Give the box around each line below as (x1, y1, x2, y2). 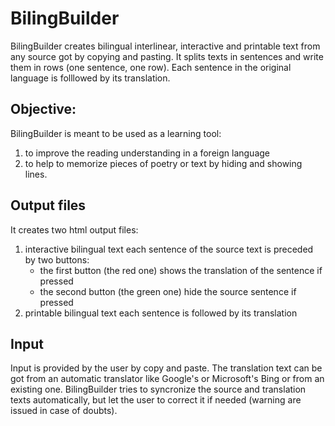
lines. (24, 168, 48, 180)
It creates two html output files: (10, 223, 139, 236)
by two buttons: (24, 253, 90, 266)
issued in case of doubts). (10, 405, 118, 417)
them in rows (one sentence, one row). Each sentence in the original (10, 61, 292, 73)
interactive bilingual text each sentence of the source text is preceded (24, 243, 314, 255)
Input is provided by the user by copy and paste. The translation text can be (10, 362, 323, 374)
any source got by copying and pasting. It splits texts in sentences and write (10, 50, 324, 62)
